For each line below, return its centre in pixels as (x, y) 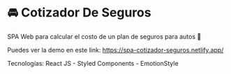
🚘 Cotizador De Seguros (79, 13)
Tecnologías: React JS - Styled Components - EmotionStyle (93, 63)
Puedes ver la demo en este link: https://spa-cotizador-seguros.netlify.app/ (115, 50)
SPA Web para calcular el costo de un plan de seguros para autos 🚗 (104, 36)
